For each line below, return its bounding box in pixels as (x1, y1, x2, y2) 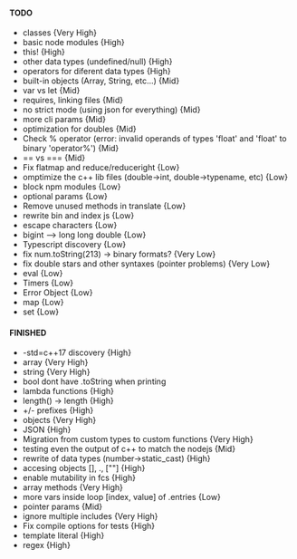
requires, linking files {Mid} (22, 95, 124, 106)
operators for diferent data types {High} (22, 66, 172, 77)
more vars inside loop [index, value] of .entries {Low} (22, 492, 222, 503)
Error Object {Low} (22, 287, 93, 298)
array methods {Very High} (22, 482, 124, 493)
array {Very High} (22, 357, 89, 368)
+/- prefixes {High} (22, 405, 94, 416)
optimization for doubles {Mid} (22, 123, 138, 135)
